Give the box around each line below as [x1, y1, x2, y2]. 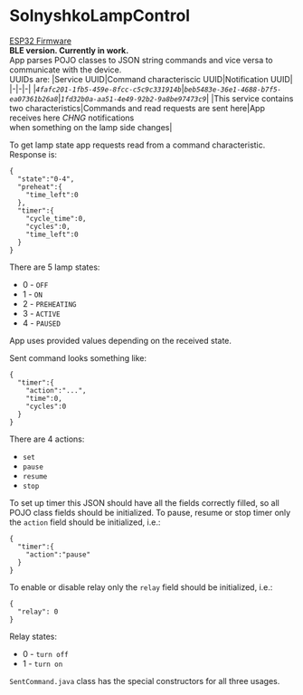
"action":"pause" [25, 549, 91, 559]
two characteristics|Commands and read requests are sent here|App [9, 102, 265, 113]
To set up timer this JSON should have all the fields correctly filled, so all [9, 497, 280, 508]
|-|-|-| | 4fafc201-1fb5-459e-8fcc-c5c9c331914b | [9, 83, 185, 94]
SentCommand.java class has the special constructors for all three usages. [9, 675, 280, 686]
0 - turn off [22, 648, 70, 659]
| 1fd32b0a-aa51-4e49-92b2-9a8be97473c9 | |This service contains [57, 92, 294, 104]
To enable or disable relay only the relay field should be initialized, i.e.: [9, 581, 273, 593]
